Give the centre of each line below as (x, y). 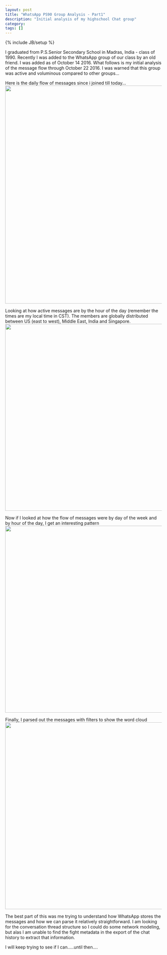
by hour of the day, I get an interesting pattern (52, 523)
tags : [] (14, 28)
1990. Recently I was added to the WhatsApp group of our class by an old (80, 57)
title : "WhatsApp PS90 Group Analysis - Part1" (55, 14)
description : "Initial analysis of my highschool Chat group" (71, 19)
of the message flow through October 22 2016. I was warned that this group (83, 68)
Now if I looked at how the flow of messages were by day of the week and (81, 518)
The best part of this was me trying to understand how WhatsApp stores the (83, 916)
